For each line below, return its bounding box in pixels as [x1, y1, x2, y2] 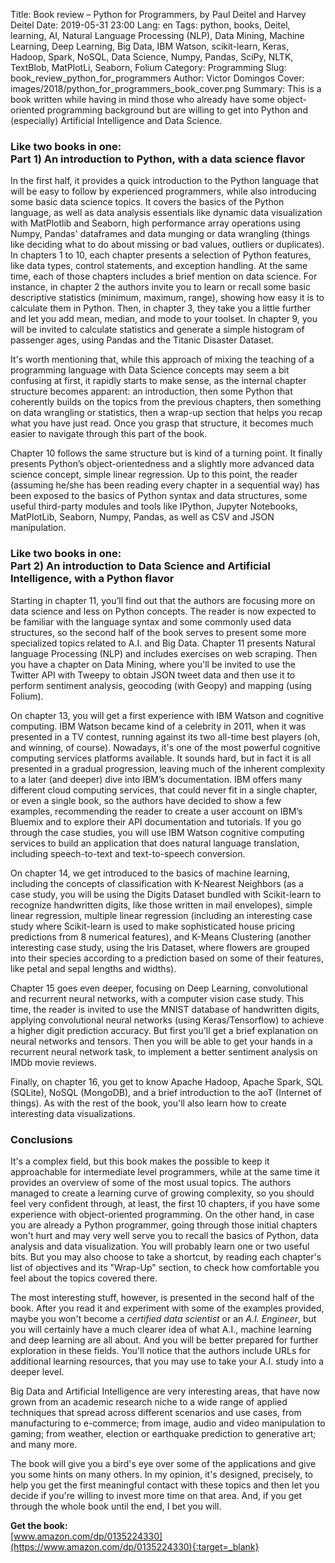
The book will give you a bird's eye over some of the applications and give [10, 1457, 317, 1469]
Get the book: [10, 1519, 68, 1531]
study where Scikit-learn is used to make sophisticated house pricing [10, 920, 296, 932]
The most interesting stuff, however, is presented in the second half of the [10, 1291, 315, 1303]
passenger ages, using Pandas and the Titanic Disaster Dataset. [10, 334, 275, 346]
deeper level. [10, 1365, 65, 1378]
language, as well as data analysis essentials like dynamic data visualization [10, 207, 323, 219]
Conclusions [10, 1132, 73, 1146]
